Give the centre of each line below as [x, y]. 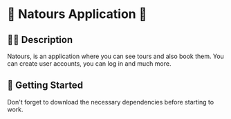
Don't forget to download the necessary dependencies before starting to [111, 102]
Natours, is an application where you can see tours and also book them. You [116, 56]
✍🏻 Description [40, 40]
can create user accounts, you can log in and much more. [89, 64]
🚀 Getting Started [45, 85]
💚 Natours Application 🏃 [77, 14]
